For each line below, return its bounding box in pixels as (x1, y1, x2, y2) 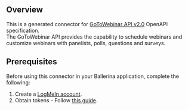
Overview (6, 5, 44, 15)
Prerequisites (6, 56, 57, 67)
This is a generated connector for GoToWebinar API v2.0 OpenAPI (6, 20, 168, 27)
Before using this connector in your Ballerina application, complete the (6, 73, 179, 80)
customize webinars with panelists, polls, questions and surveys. (6, 39, 166, 46)
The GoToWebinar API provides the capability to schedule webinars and (6, 33, 183, 40)
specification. (6, 27, 40, 34)
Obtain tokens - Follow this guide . (14, 96, 98, 103)
